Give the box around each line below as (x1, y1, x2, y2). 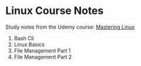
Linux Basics (13, 41, 45, 48)
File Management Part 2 (13, 53, 72, 60)
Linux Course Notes (5, 4, 104, 18)
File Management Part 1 (13, 47, 71, 54)
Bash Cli (13, 34, 35, 41)
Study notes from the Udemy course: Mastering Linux (5, 23, 135, 30)
